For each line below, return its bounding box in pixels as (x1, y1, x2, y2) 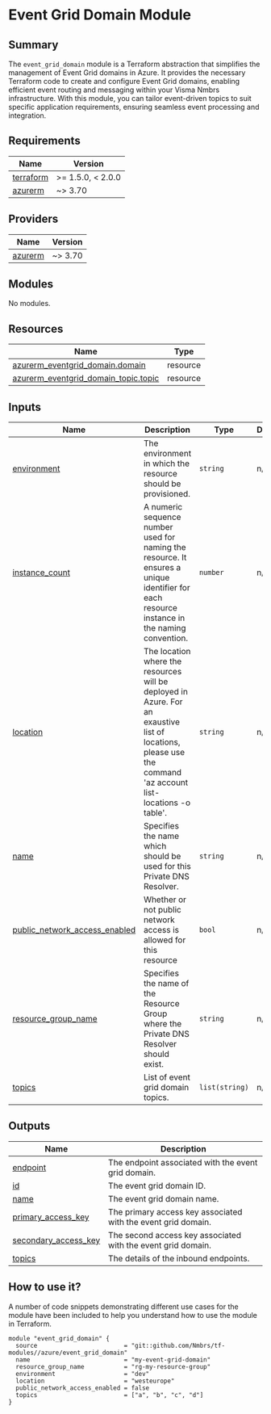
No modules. (8, 299, 51, 308)
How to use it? (8, 1280, 81, 1294)
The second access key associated (107, 1229, 242, 1240)
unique (144, 572, 170, 583)
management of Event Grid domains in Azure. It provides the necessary (8, 68, 246, 78)
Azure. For (144, 696, 183, 707)
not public (144, 904, 181, 916)
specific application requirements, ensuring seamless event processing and (8, 103, 260, 111)
